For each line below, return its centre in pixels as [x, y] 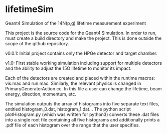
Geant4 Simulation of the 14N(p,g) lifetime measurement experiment [76, 23]
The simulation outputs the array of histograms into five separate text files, [82, 103]
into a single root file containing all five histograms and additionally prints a [82, 119]
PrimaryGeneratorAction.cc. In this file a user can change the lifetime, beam [83, 88]
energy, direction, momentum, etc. [41, 94]
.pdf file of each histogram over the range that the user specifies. [73, 125]
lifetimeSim [29, 9]
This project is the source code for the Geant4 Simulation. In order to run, [81, 33]
